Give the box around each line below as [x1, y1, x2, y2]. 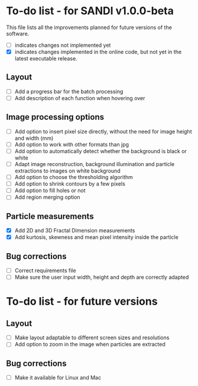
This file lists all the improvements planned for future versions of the [6, 24, 173, 31]
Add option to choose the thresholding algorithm [14, 174, 133, 181]
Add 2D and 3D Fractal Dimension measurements [14, 227, 135, 234]
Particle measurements [6, 211, 94, 221]
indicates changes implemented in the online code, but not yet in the [14, 49, 182, 55]
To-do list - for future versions [6, 295, 158, 308]
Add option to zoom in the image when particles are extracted [14, 341, 165, 348]
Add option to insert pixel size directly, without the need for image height [14, 127, 192, 135]
